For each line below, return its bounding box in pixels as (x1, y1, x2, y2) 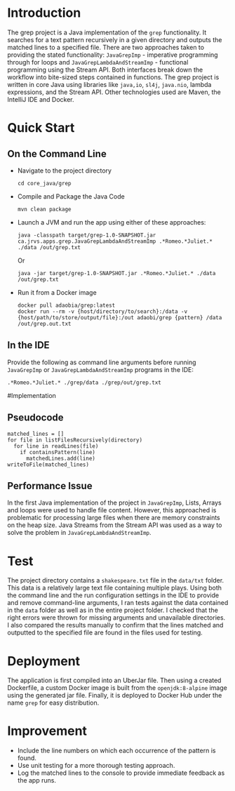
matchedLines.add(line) (25, 455, 96, 462)
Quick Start (7, 120, 75, 136)
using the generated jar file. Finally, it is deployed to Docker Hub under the (7, 691, 222, 700)
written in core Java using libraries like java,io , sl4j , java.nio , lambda (7, 80, 212, 88)
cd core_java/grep (17, 180, 72, 187)
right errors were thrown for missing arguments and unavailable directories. (7, 613, 226, 622)
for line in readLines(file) (13, 442, 99, 450)
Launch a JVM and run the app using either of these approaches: (17, 218, 206, 226)
